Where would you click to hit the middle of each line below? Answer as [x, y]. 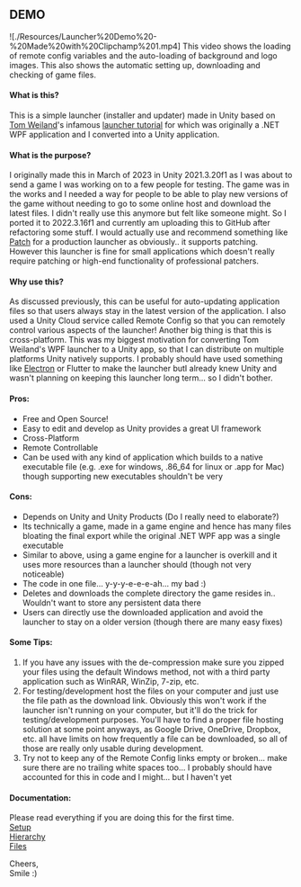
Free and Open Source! [66, 418]
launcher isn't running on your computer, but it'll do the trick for [140, 711]
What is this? [35, 95]
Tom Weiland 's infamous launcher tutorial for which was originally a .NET [145, 125]
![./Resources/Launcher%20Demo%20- [83, 36]
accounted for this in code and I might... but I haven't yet [127, 777]
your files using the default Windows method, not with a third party [146, 672]
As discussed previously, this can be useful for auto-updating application [145, 301]
